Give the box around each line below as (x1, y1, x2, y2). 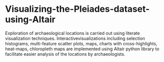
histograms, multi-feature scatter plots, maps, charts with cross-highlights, (5, 40, 158, 46)
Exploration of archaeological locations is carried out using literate (5, 30, 140, 36)
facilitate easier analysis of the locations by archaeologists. (5, 51, 125, 57)
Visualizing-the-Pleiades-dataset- (5, 3, 150, 15)
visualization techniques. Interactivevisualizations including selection (5, 35, 145, 41)
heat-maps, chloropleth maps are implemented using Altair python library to (5, 46, 160, 52)
